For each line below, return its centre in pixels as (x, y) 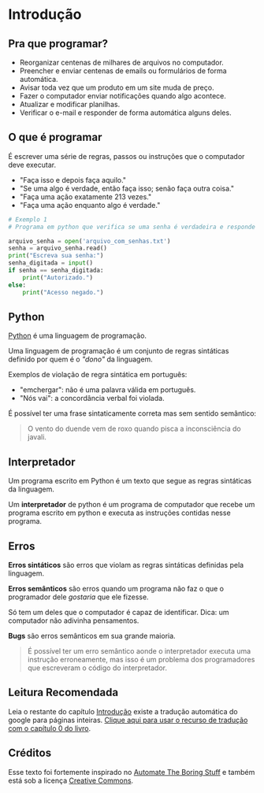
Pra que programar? (58, 44)
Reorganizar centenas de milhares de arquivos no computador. (122, 62)
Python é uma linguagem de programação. (78, 335)
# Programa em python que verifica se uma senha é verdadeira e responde (132, 227)
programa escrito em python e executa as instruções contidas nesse (119, 513)
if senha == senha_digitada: (56, 271)
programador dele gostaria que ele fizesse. (78, 597)
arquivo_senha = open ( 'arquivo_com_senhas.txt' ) (89, 241)
